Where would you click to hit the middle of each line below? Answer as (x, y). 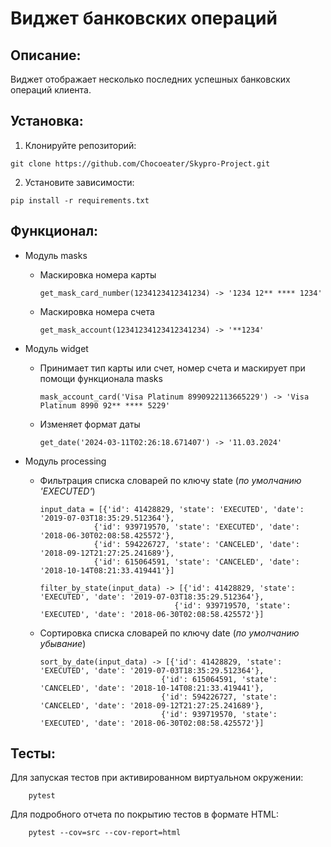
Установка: (47, 121)
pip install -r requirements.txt (80, 200)
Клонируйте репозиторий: (80, 145)
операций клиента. (51, 90)
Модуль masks (56, 255)
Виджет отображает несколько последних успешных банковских (150, 79)
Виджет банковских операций (144, 18)
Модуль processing (65, 461)
